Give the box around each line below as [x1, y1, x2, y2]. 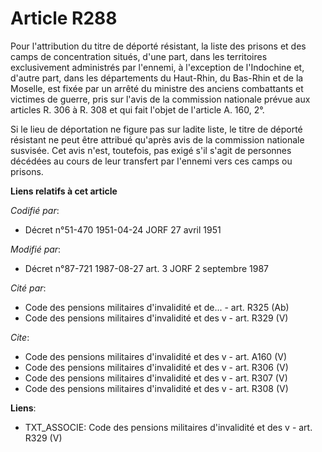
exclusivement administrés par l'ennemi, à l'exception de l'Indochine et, [10, 61, 305, 73]
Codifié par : [10, 204, 60, 216]
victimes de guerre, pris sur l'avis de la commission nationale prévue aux [10, 93, 311, 105]
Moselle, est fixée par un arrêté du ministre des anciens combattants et [10, 82, 304, 94]
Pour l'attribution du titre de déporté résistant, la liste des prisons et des [10, 40, 307, 52]
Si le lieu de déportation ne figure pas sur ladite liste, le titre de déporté [10, 123, 303, 135]
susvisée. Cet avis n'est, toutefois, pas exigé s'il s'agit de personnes [10, 144, 292, 156]
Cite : [10, 331, 30, 343]
